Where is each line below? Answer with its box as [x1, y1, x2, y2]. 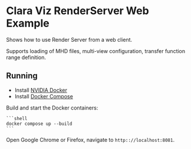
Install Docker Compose [14, 92, 74, 100]
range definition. [6, 54, 46, 61]
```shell [6, 115, 28, 121]
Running [6, 71, 38, 81]
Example [6, 16, 50, 30]
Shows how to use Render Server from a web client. [6, 36, 133, 43]
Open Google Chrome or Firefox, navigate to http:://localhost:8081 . [6, 136, 175, 143]
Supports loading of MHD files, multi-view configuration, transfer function [6, 47, 186, 54]
